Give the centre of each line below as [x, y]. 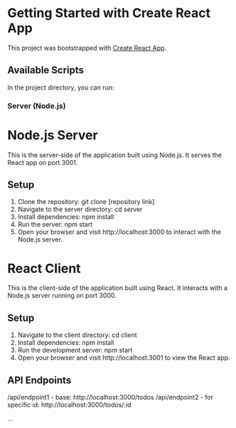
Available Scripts [45, 70]
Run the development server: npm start [75, 351]
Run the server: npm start [55, 225]
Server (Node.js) [37, 106]
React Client [44, 268]
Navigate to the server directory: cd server [80, 209]
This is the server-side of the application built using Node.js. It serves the [115, 155]
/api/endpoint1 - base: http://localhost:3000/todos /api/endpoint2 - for [110, 397]
